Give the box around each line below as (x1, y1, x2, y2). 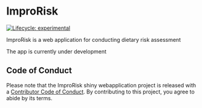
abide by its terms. (6, 94, 53, 101)
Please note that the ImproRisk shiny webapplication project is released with (6, 81, 197, 89)
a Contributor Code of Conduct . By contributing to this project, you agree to (6, 88, 195, 95)
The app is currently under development (6, 47, 107, 55)
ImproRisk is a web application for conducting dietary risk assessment (6, 36, 181, 43)
